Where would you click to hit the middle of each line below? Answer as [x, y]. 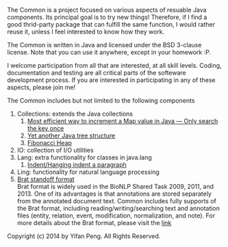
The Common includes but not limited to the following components [101, 101]
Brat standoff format [46, 179]
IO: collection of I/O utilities [55, 150]
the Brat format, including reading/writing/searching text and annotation [118, 208]
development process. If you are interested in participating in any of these [111, 80]
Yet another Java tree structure [71, 135]
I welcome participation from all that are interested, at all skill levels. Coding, [114, 65]
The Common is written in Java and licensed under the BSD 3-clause [104, 45]
